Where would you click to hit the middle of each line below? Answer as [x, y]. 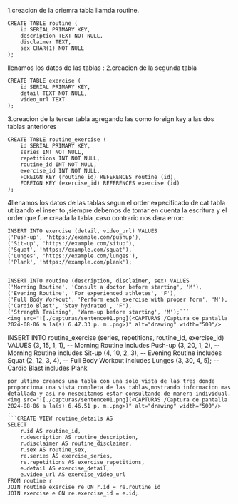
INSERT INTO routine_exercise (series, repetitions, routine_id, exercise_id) [116, 338]
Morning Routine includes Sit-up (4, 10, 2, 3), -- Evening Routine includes [115, 353]
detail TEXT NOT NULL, [54, 93]
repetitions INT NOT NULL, [60, 158]
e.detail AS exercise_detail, [65, 468]
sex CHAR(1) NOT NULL [52, 48]
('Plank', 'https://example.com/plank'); [70, 262]
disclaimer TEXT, [46, 42]
